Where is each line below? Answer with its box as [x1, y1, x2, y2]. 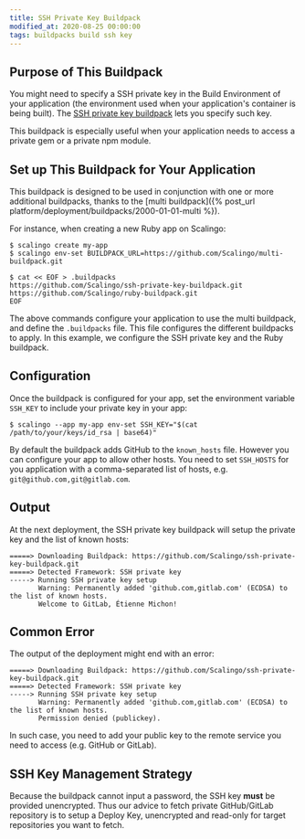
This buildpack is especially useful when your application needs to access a [9, 125, 295, 137]
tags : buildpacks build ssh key [9, 30, 132, 39]
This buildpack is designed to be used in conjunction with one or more [9, 186, 274, 196]
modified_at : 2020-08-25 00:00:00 [9, 22, 142, 31]
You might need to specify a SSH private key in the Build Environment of [9, 89, 281, 100]
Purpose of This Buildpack [9, 64, 163, 80]
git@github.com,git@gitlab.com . [9, 473, 131, 484]
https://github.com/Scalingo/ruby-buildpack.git [9, 289, 198, 298]
